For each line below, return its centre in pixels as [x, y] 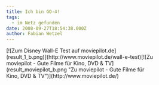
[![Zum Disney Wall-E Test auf [43, 51]
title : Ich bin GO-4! [33, 12]
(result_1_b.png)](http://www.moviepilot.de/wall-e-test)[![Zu [80, 57]
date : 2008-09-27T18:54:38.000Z [46, 28]
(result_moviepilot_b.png [37, 70]
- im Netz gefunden [36, 23]
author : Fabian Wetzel [34, 34]
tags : [13, 17]
